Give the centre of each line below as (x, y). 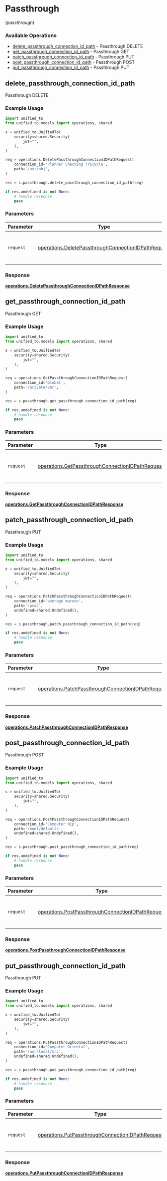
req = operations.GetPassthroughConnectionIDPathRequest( (66, 378)
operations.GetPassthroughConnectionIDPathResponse (64, 504)
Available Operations (31, 35)
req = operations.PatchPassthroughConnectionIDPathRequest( (69, 596)
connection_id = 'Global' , (40, 383)
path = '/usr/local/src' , (39, 1052)
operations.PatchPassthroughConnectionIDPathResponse (67, 727)
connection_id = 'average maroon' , (49, 601)
